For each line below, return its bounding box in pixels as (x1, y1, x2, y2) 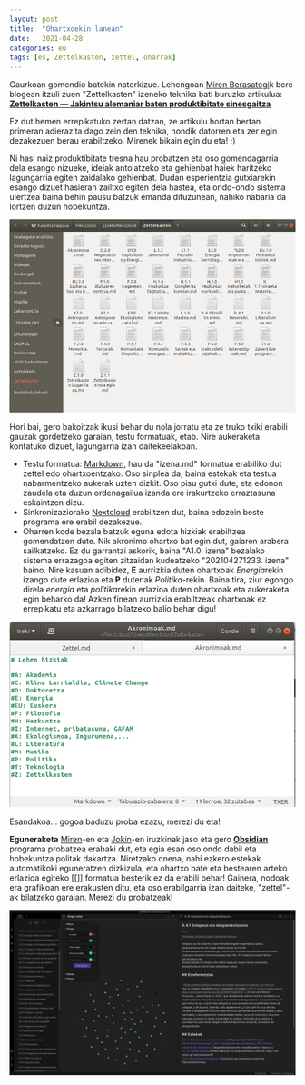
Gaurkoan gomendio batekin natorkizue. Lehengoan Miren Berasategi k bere (9, 79, 293, 90)
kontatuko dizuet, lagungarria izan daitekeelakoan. (9, 441, 198, 452)
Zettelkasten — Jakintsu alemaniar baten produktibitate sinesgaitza (9, 98, 271, 109)
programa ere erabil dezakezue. (22, 516, 143, 527)
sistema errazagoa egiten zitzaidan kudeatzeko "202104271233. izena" (22, 555, 290, 566)
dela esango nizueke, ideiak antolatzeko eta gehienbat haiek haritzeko (9, 163, 272, 174)
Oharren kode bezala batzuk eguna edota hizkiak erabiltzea (22, 526, 246, 537)
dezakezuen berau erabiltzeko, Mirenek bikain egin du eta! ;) (9, 135, 236, 146)
